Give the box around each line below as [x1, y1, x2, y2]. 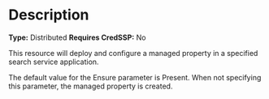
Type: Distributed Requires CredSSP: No [8, 32, 146, 42]
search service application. [8, 57, 99, 67]
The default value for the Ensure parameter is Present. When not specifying [8, 72, 262, 82]
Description [8, 6, 89, 24]
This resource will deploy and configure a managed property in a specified [8, 48, 258, 58]
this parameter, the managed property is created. [8, 81, 173, 91]
